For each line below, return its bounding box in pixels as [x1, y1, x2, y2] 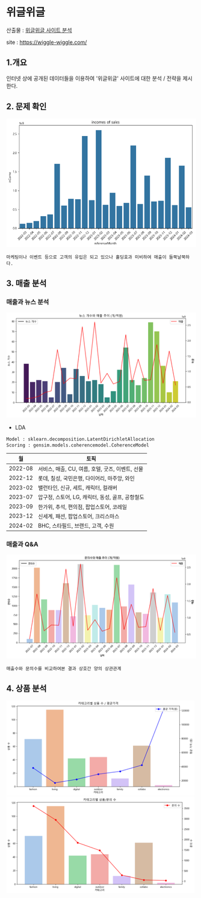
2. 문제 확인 [6, 102, 47, 112]
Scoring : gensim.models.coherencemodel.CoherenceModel [6, 442, 149, 448]
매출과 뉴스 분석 [6, 298, 49, 306]
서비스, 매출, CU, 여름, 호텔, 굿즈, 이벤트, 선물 [38, 465, 143, 472]
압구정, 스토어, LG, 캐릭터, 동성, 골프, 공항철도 [38, 494, 144, 501]
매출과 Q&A [6, 540, 39, 548]
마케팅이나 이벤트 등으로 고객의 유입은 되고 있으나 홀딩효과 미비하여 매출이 [6, 254, 167, 261]
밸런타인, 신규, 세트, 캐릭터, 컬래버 [38, 484, 117, 491]
